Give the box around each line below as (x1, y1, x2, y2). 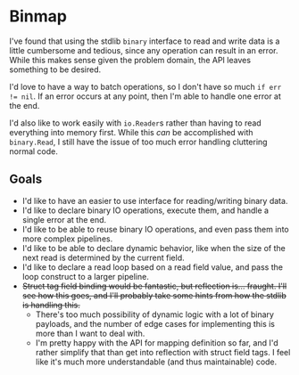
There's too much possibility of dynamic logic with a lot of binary (35, 309, 275, 320)
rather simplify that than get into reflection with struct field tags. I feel (35, 346, 291, 357)
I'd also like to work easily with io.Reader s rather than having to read (9, 118, 262, 128)
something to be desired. (9, 64, 102, 75)
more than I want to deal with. (35, 328, 145, 338)
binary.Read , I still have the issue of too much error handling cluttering (9, 136, 268, 147)
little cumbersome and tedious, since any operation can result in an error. (9, 45, 278, 55)
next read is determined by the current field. (21, 252, 185, 263)
